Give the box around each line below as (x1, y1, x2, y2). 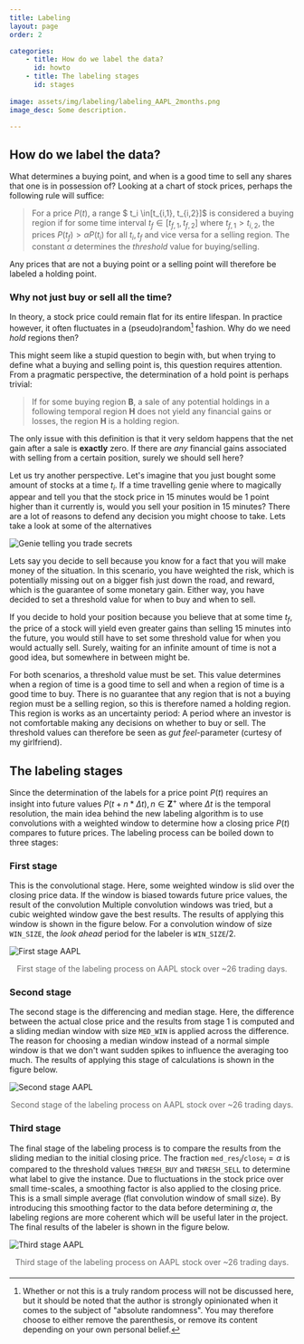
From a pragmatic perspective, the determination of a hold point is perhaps (9, 369, 290, 380)
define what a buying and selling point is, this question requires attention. (9, 359, 283, 370)
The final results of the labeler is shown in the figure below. (9, 1222, 230, 1233)
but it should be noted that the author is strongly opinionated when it (22, 1295, 279, 1306)
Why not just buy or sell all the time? (9, 291, 173, 304)
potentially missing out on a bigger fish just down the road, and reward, (9, 575, 275, 585)
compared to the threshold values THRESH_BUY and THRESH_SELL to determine (9, 1164, 291, 1175)
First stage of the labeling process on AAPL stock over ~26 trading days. (16, 963, 288, 974)
